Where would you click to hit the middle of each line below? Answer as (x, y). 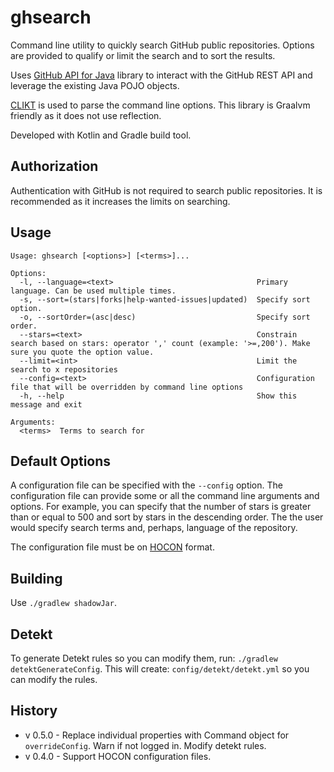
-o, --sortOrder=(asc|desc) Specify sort (165, 317)
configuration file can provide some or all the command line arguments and (165, 496)
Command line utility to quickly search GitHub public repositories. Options (162, 45)
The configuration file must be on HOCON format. (112, 547)
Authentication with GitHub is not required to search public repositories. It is (166, 190)
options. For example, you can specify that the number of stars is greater (161, 507)
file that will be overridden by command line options (127, 387)
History (34, 711)
